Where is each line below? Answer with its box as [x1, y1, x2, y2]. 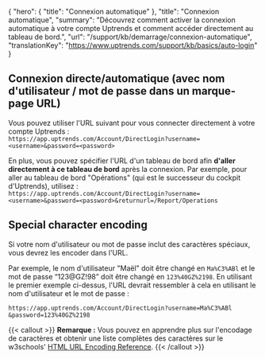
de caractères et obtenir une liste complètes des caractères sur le [8, 334, 224, 343]
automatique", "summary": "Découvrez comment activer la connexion [8, 15, 236, 25]
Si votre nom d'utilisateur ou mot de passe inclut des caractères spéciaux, [8, 239, 251, 249]
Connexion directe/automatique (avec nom [8, 72, 225, 86]
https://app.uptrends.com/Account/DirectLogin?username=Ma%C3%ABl [8, 304, 232, 312]
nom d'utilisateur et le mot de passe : [8, 288, 129, 298]
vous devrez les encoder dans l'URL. [8, 248, 129, 257]
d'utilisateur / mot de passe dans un [8, 84, 190, 98]
